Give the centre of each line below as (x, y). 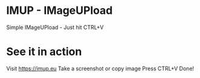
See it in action (44, 52)
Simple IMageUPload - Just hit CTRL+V (55, 27)
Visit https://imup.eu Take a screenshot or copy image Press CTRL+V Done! (100, 68)
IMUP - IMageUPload (60, 11)
